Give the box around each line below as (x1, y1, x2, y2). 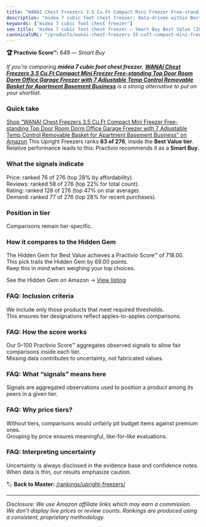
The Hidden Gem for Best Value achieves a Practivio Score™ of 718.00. (6, 252, 184, 259)
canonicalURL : (6, 32, 43, 38)
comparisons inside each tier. (6, 347, 81, 355)
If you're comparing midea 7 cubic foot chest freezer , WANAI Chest (6, 63, 181, 70)
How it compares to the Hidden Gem (6, 237, 116, 246)
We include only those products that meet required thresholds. (6, 306, 164, 313)
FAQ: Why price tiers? (6, 406, 73, 414)
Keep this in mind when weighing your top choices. (6, 265, 135, 272)
